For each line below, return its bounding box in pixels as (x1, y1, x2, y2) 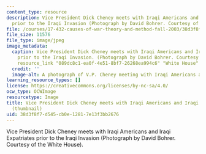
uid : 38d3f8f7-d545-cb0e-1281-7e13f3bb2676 (6, 111, 120, 117)
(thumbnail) (12, 105, 43, 112)
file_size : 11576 (6, 32, 51, 38)
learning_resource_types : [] (6, 77, 81, 83)
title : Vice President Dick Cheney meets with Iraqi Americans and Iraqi (6, 100, 199, 106)
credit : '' (12, 65, 40, 72)
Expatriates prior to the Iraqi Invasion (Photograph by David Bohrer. (6, 134, 176, 142)
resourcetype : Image (6, 94, 59, 100)
